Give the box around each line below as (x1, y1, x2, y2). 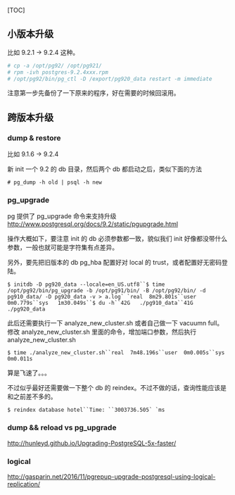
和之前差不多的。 (7, 392, 57, 401)
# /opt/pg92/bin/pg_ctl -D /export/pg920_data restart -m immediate (7, 75, 212, 82)
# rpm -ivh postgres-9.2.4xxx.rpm (7, 68, 109, 76)
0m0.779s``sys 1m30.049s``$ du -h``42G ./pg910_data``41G (7, 299, 193, 307)
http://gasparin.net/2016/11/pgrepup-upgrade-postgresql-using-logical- (7, 472, 216, 481)
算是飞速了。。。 (7, 369, 51, 377)
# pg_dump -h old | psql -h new (7, 179, 102, 186)
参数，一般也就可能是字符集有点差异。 (7, 243, 118, 252)
